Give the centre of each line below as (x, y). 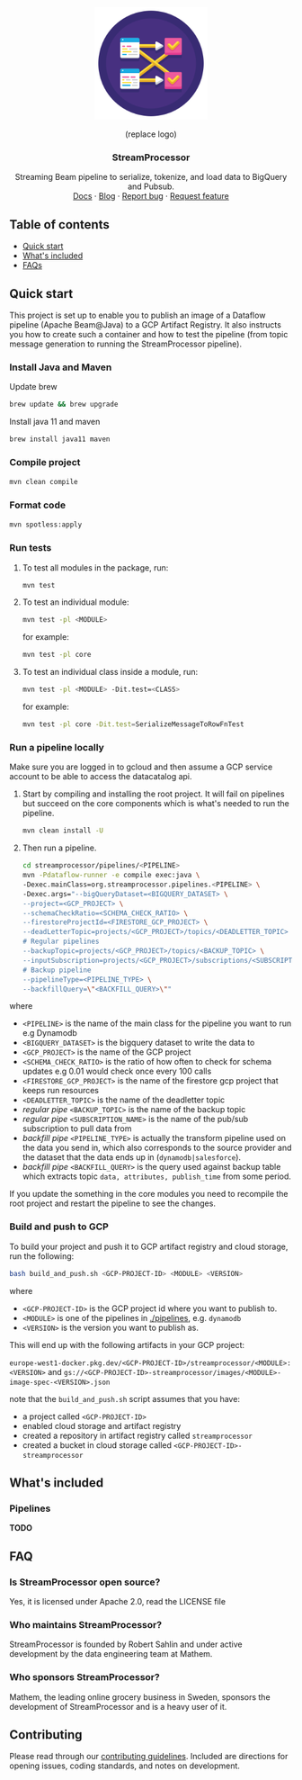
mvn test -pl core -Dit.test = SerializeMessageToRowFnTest (133, 724)
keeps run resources (60, 1091)
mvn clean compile (44, 482)
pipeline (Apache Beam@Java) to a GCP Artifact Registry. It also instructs (145, 324)
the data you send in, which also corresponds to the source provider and (157, 1148)
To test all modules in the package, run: (95, 567)
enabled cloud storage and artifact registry (102, 1425)
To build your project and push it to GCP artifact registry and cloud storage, (149, 1246)
